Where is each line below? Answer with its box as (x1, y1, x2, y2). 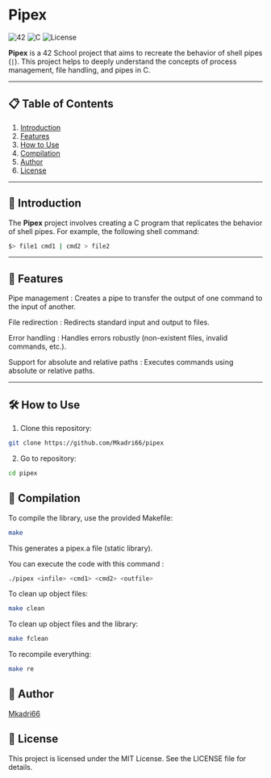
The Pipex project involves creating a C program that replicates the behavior (8, 218, 263, 228)
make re (8, 665, 35, 673)
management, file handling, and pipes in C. (8, 65, 151, 74)
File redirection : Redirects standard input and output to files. (8, 317, 210, 328)
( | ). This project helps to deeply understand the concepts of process (8, 56, 237, 66)
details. (8, 762, 33, 772)
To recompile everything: (8, 650, 91, 659)
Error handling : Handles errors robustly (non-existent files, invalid (8, 333, 228, 343)
